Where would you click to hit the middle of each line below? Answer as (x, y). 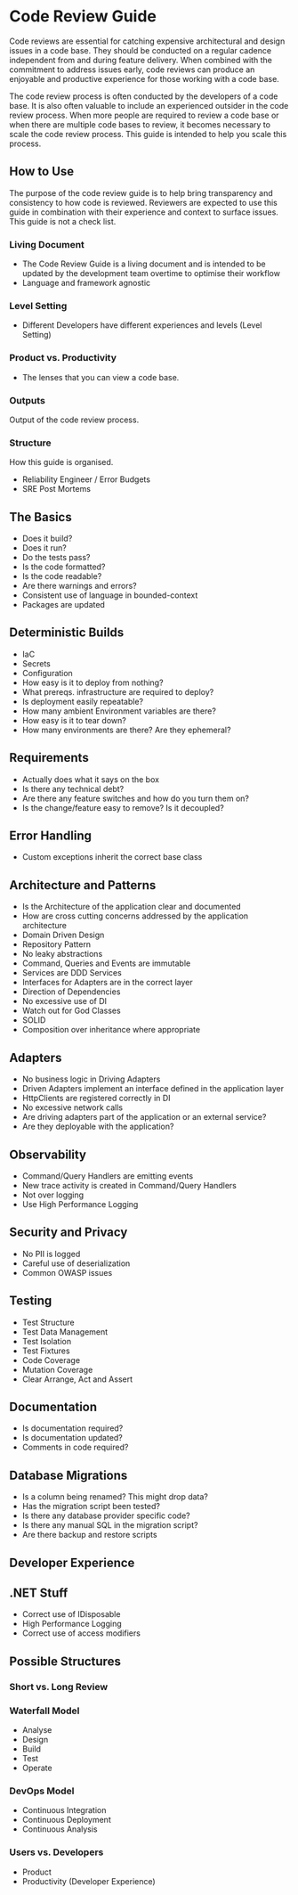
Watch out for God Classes (72, 1011)
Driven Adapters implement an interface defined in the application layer (153, 1089)
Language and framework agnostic (86, 283)
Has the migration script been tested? (91, 1507)
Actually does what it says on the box (91, 779)
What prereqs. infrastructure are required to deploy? (118, 691)
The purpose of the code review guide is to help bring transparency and (141, 192)
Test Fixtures (46, 1351)
